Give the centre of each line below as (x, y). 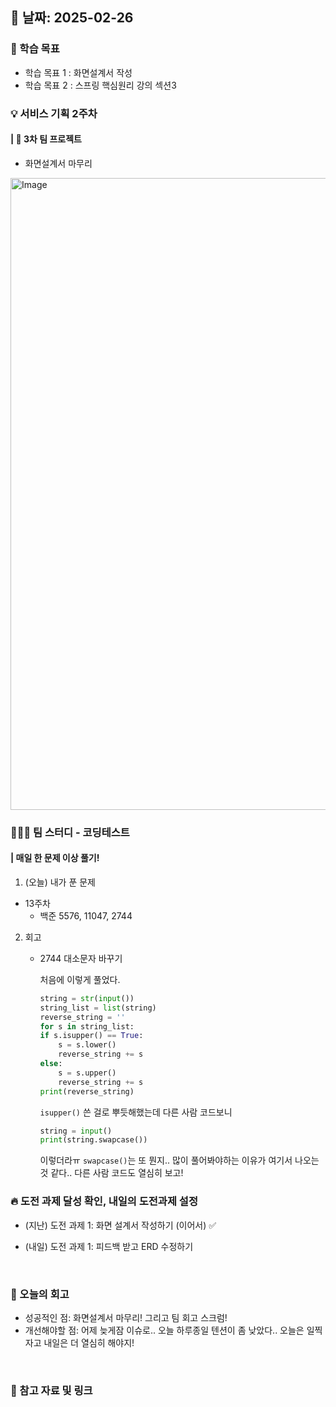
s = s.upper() (87, 1073)
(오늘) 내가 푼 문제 (60, 882)
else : (51, 1064)
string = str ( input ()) (87, 998)
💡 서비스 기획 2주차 (54, 113)
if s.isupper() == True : (91, 1036)
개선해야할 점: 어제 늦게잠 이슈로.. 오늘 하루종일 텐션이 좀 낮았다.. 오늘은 (164, 1330)
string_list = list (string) (98, 1008)
